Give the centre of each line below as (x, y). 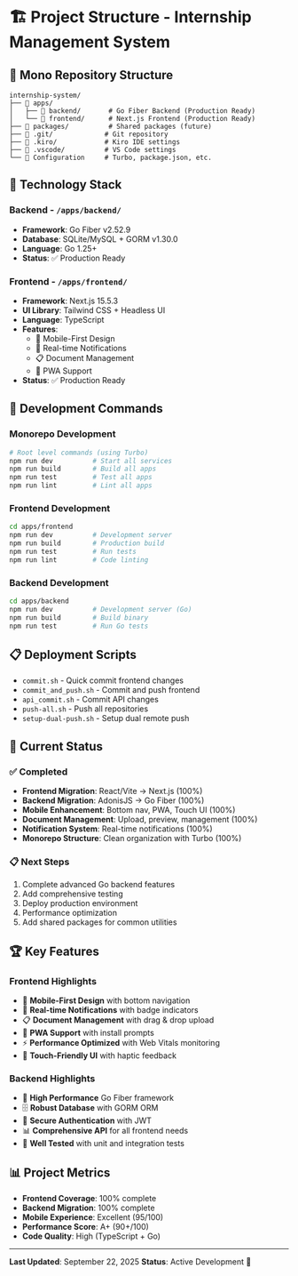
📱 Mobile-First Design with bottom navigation (106, 1000)
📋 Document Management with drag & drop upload (118, 1020)
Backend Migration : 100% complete (88, 1208)
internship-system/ (45, 95)
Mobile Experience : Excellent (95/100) (93, 1217)
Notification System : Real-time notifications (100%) (117, 829)
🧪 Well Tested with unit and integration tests (103, 1144)
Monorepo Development (63, 434)
